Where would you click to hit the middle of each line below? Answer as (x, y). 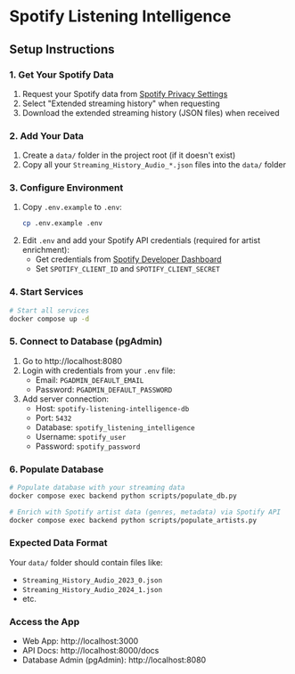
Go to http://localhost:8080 (72, 361)
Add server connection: (66, 399)
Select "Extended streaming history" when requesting (121, 103)
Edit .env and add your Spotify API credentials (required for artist (141, 240)
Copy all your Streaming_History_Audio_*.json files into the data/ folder (154, 165)
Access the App (45, 621)
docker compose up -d (49, 319)
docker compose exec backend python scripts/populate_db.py (123, 496)
